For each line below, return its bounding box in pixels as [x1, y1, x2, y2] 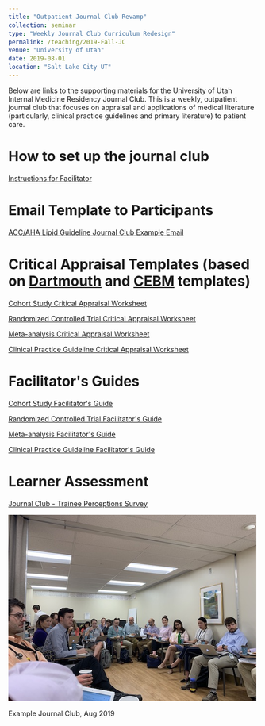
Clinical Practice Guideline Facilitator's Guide [8, 444, 156, 454]
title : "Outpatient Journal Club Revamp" [8, 13, 148, 21]
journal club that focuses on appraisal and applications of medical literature [8, 102, 255, 112]
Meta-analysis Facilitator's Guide [8, 429, 117, 439]
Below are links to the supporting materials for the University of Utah [8, 86, 232, 95]
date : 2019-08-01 [8, 55, 66, 63]
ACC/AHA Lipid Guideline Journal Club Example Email [8, 227, 184, 237]
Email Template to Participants [8, 202, 214, 219]
